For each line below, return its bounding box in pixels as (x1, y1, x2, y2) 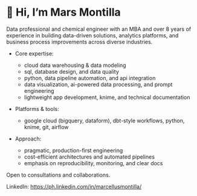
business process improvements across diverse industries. (6, 38, 153, 45)
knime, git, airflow (24, 123, 69, 130)
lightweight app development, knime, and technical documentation (24, 93, 190, 101)
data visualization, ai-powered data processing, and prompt (24, 81, 173, 88)
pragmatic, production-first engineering (24, 147, 123, 154)
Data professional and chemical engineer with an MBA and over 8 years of (6, 25, 192, 33)
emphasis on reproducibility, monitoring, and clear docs (24, 159, 163, 166)
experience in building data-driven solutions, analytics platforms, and (6, 31, 179, 39)
